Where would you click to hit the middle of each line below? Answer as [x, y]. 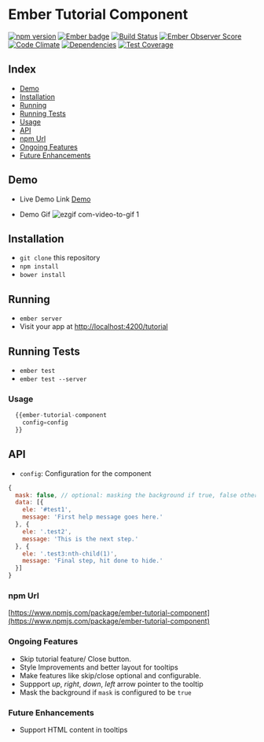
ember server [41, 319]
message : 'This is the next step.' [81, 539]
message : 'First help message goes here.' [93, 517]
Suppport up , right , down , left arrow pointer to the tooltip [111, 684]
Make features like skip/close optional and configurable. [110, 675]
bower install [42, 275]
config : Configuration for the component [85, 473]
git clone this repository [60, 258]
